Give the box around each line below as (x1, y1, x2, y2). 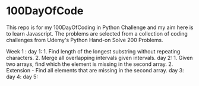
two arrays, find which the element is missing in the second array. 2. (6, 60, 173, 68)
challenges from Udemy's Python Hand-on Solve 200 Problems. (6, 36, 163, 43)
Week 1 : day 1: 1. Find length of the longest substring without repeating (6, 47, 181, 55)
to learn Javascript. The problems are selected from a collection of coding (6, 30, 188, 37)
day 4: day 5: (6, 73, 39, 80)
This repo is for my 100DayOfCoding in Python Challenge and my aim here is (6, 24, 194, 31)
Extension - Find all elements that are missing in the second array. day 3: (6, 66, 184, 74)
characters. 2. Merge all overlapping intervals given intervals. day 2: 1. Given (6, 54, 193, 61)
